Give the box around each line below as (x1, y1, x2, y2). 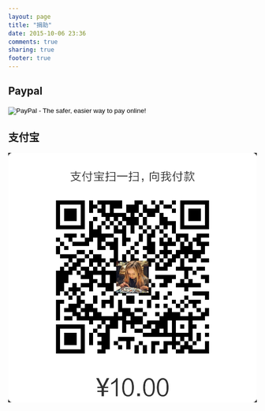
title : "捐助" (8, 21, 53, 29)
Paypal (8, 84, 43, 98)
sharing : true (8, 46, 55, 54)
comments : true (8, 38, 58, 46)
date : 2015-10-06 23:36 (8, 29, 87, 37)
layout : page (8, 13, 51, 21)
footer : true (8, 54, 51, 62)
